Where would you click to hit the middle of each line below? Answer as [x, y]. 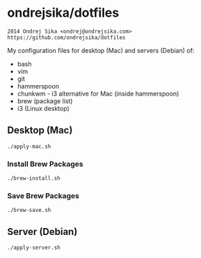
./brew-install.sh [34, 179]
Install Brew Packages [45, 164]
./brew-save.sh [29, 211]
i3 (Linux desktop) [43, 108]
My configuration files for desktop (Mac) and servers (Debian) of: [101, 50]
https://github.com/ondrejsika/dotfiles [67, 37]
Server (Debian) [42, 232]
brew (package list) [45, 101]
